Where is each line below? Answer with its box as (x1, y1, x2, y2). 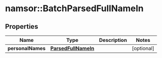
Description (99, 37, 127, 43)
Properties (5, 22, 38, 31)
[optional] (131, 45, 155, 52)
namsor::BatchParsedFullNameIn (5, 3, 144, 14)
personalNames (7, 45, 46, 52)
